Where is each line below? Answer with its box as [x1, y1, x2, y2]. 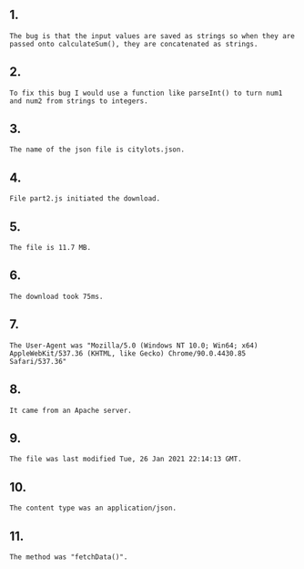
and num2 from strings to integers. [9, 96, 148, 106]
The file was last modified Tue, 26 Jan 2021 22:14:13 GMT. [9, 455, 243, 464]
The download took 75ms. [9, 292, 104, 301]
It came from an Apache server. [9, 406, 132, 415]
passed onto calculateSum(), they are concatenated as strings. [9, 39, 258, 48]
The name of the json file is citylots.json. [9, 145, 185, 154]
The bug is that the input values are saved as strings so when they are [9, 31, 296, 40]
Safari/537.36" [9, 357, 67, 366]
